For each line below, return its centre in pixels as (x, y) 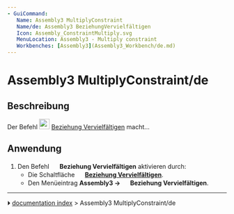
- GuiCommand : (28, 14)
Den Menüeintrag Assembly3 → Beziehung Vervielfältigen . (118, 183)
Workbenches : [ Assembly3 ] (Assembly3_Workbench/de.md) (96, 46)
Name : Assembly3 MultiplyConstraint (70, 20)
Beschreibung (38, 106)
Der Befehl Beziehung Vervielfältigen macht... (78, 127)
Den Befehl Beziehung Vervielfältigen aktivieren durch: (102, 166)
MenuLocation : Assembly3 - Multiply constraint (87, 40)
